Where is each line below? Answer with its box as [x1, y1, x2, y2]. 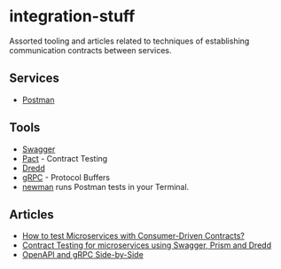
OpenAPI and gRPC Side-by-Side [21, 249, 144, 260]
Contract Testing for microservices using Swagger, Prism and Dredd [21, 240, 272, 250]
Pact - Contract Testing [21, 153, 108, 163]
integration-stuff [9, 6, 136, 27]
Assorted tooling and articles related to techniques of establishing [9, 36, 250, 46]
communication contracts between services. [9, 44, 172, 55]
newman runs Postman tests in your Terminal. [21, 181, 190, 192]
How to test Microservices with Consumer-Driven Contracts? [21, 231, 246, 241]
